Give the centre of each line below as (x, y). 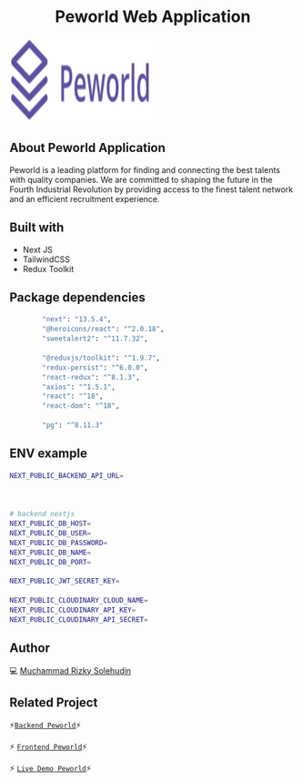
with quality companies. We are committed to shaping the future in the (141, 179)
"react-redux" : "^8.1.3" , (91, 377)
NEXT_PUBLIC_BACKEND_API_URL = (67, 475)
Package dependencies (77, 297)
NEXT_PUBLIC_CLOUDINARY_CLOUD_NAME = (79, 601)
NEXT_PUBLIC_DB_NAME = (50, 553)
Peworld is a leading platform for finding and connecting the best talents (145, 169)
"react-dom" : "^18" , (81, 406)
